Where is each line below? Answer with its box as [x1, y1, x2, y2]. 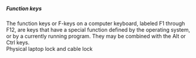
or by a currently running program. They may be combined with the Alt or [6, 32, 186, 39]
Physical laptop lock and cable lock [6, 45, 93, 52]
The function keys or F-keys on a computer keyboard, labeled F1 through [6, 20, 185, 27]
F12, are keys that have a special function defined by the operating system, [6, 26, 191, 33]
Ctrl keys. [6, 39, 30, 46]
